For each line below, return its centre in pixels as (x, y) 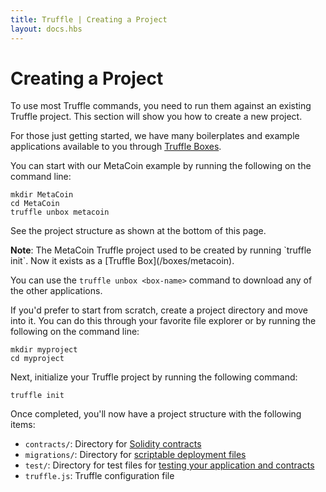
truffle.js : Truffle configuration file (99, 476)
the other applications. (56, 291)
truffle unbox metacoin (60, 212)
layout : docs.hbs (46, 29)
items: (23, 425)
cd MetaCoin (35, 204)
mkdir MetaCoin (42, 195)
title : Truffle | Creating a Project (89, 19)
